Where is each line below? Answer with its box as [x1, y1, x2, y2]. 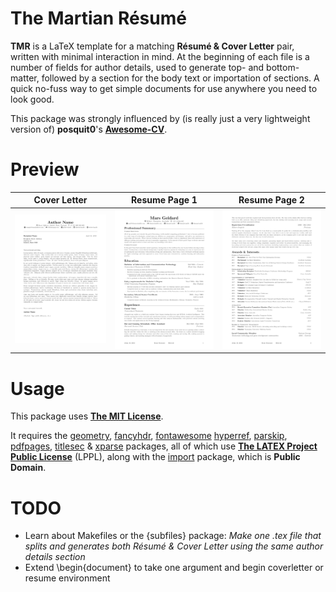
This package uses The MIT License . [10, 410, 164, 422]
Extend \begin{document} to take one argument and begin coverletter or [24, 562, 324, 574]
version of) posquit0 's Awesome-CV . [10, 123, 168, 135]
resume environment [24, 572, 111, 584]
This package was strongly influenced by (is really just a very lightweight [10, 112, 311, 124]
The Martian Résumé [10, 7, 187, 30]
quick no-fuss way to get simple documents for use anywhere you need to [10, 82, 318, 94]
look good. [10, 93, 55, 105]
